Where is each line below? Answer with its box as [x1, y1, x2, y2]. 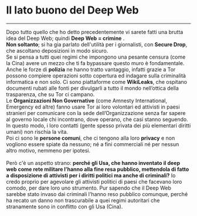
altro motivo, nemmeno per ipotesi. [6, 147, 91, 154]
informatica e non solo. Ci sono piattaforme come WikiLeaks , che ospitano [6, 78, 188, 85]
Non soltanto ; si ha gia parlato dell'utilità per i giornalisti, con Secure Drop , [6, 41, 188, 48]
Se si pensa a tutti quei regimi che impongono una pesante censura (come [6, 53, 186, 60]
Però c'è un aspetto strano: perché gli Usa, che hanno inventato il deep [6, 159, 181, 166]
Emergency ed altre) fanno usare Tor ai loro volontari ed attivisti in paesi [6, 103, 180, 110]
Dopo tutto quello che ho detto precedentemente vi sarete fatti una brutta [6, 28, 184, 35]
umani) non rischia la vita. [6, 128, 69, 135]
